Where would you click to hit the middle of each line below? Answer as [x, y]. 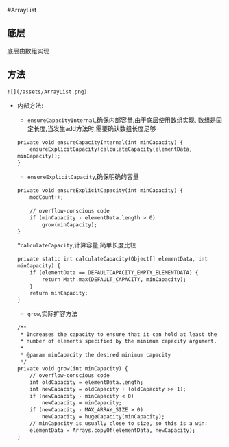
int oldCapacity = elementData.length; [87, 382]
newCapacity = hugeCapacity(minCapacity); [104, 416]
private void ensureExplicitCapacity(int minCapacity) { [100, 190]
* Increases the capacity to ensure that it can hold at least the [119, 334]
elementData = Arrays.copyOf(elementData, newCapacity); [113, 430]
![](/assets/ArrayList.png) [47, 92]
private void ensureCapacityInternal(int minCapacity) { [100, 142]
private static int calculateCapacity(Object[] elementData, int [112, 259]
